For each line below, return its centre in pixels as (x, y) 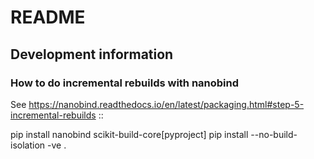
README (48, 17)
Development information (92, 54)
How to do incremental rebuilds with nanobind (125, 83)
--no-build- (274, 134)
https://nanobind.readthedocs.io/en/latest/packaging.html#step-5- (166, 104)
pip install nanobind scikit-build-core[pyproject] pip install (129, 134)
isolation (28, 145)
